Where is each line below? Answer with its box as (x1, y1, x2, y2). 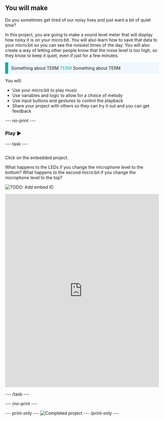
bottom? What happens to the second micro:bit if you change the (5, 169, 136, 176)
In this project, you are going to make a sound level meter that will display (5, 31, 153, 37)
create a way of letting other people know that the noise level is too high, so (5, 47, 158, 53)
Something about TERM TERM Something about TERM (11, 65, 121, 71)
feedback (12, 108, 32, 114)
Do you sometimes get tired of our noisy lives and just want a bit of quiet (5, 17, 151, 23)
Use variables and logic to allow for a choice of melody (12, 92, 123, 98)
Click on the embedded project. (5, 155, 69, 161)
